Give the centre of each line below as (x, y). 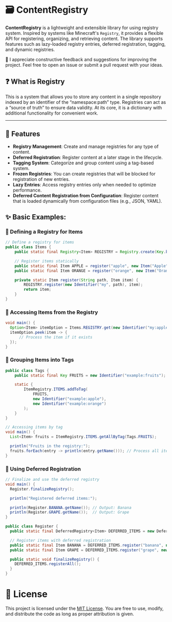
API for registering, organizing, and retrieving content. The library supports (84, 39)
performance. (27, 190)
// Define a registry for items (40, 242)
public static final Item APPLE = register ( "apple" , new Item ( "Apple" (91, 266)
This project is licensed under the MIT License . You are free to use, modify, (84, 608)
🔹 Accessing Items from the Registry (52, 312)
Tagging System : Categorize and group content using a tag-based (83, 163)
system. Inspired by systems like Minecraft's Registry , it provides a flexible (84, 33)
